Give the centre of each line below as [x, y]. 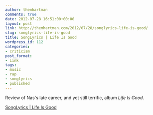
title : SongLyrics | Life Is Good [41, 38]
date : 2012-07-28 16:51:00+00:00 [40, 19]
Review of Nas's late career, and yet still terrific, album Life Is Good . [75, 98]
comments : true [21, 14]
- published [17, 83]
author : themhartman [27, 10]
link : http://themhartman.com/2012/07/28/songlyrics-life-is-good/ [77, 28]
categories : [17, 47]
